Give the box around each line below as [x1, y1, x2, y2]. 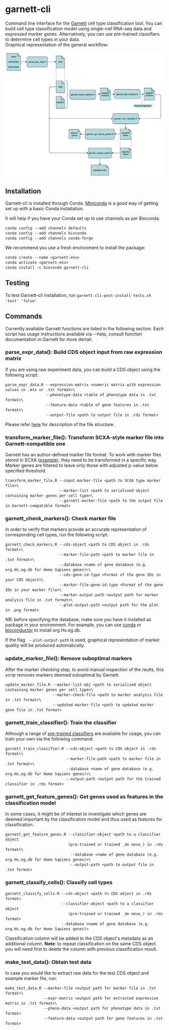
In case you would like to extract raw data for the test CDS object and [5, 970, 149, 976]
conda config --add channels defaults [5, 225, 87, 230]
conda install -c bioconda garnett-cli [5, 265, 89, 270]
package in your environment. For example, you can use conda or [5, 622, 142, 628]
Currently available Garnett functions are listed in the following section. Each [5, 325, 164, 331]
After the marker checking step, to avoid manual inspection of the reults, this [5, 667, 164, 673]
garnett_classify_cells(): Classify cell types [5, 879, 113, 886]
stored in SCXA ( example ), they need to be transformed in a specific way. [5, 457, 157, 463]
